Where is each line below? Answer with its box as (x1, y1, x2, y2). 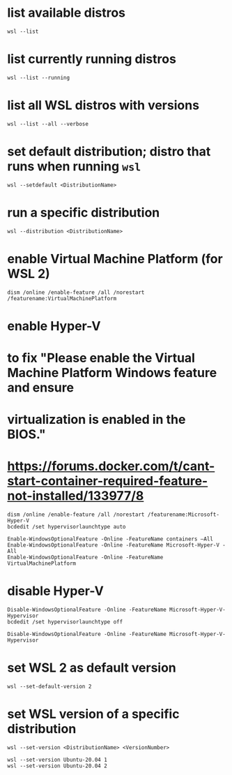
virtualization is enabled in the (7, 412, 186, 427)
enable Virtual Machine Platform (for (7, 251, 223, 267)
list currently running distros (7, 51, 176, 67)
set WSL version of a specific (7, 707, 180, 722)
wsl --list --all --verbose (7, 120, 89, 127)
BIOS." (7, 427, 47, 443)
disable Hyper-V (7, 583, 105, 599)
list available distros (7, 5, 126, 21)
